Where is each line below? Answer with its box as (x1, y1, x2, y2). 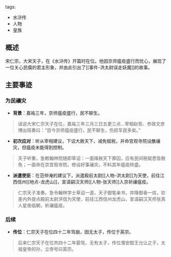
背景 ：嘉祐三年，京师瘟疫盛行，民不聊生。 (12, 110, 103, 116)
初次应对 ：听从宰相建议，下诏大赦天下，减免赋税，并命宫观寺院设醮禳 (12, 138, 161, 144)
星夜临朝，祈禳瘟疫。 (22, 202, 67, 208)
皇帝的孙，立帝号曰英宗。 (22, 246, 77, 252)
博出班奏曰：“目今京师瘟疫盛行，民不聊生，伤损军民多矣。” (17, 127, 141, 133)
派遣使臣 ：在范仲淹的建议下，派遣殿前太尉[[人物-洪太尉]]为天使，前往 (12, 172, 160, 178)
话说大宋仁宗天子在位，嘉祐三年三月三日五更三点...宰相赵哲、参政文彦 (17, 120, 165, 126)
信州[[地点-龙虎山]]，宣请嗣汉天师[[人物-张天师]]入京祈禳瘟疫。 (17, 178, 151, 185)
